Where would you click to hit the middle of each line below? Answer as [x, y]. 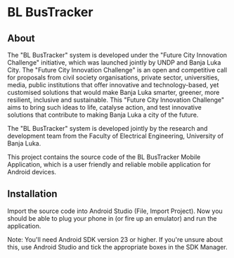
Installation [32, 194]
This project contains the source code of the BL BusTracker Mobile [104, 157]
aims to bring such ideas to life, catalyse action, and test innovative [104, 107]
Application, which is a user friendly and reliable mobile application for [109, 165]
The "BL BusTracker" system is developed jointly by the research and [108, 128]
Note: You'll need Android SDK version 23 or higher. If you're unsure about [115, 239]
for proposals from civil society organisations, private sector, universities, [113, 77]
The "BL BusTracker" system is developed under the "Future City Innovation [117, 55]
